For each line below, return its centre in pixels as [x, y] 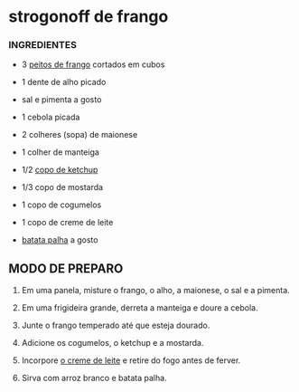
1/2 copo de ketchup [60, 170]
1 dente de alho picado [64, 82]
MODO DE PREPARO [66, 268]
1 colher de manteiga [61, 152]
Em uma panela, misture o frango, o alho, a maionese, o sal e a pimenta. [155, 291]
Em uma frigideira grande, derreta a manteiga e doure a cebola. [140, 308]
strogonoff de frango [89, 17]
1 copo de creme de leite [67, 223]
